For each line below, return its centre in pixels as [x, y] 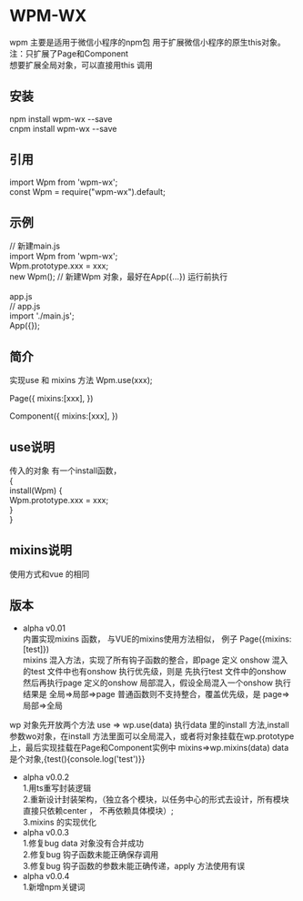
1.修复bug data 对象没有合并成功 [83, 843]
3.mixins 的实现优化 [60, 822]
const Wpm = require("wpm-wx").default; [87, 191]
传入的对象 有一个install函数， [66, 471]
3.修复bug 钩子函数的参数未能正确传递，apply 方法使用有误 [134, 866]
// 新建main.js [35, 246]
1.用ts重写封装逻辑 [57, 787]
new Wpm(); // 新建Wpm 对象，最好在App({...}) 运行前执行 [119, 277]
